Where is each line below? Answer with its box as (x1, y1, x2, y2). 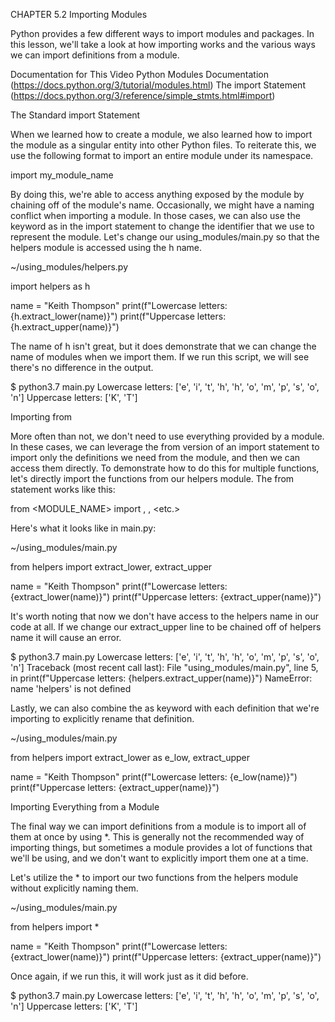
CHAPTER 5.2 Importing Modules (10, 9, 148, 20)
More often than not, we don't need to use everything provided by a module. (10, 430, 325, 442)
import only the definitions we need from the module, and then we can (10, 452, 301, 463)
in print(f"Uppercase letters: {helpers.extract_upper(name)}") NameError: (10, 672, 313, 684)
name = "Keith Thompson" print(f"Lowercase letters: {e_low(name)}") (10, 771, 298, 783)
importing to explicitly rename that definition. (10, 713, 195, 724)
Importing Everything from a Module (10, 801, 160, 813)
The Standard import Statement (10, 109, 141, 121)
